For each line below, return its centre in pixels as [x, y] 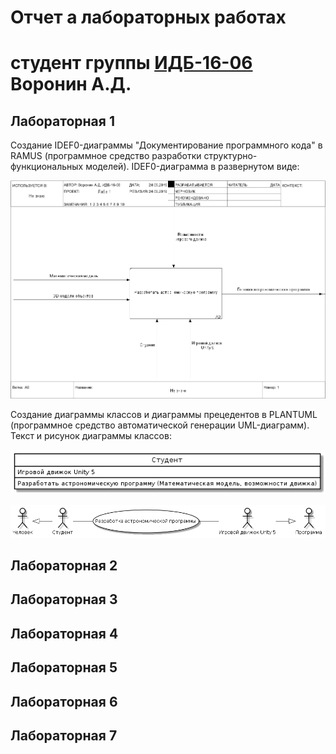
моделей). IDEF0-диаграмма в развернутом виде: [192, 167]
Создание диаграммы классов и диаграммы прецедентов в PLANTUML [164, 414]
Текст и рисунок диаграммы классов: [91, 435]
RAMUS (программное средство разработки [106, 156]
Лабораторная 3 [64, 599]
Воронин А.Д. [71, 84]
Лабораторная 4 [64, 633]
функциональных [47, 167]
